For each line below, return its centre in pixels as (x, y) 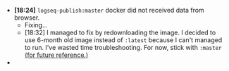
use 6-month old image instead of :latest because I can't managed (123, 40)
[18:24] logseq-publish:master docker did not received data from (109, 10)
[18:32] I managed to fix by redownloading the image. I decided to (120, 32)
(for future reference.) (56, 55)
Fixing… (36, 25)
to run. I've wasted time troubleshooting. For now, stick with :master (123, 47)
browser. (27, 18)
